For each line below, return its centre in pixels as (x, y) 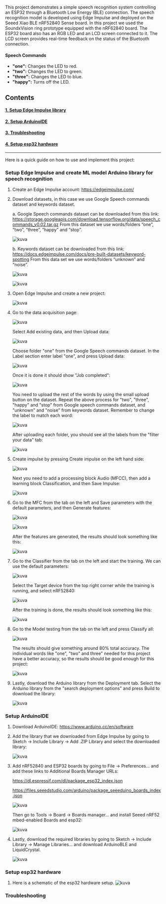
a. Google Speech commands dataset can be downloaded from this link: (86, 214)
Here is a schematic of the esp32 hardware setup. (63, 883)
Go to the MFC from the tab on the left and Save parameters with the (82, 502)
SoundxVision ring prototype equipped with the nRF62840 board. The (76, 28)
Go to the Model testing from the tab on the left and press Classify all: (83, 629)
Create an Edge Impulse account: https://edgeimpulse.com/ (73, 189)
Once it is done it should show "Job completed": (61, 375)
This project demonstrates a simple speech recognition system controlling (81, 7)
